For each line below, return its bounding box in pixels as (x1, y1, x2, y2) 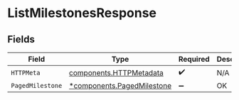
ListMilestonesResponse (7, 5, 157, 21)
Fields (7, 33, 36, 45)
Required (178, 55, 210, 64)
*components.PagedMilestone (68, 81, 172, 90)
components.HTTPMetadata (68, 67, 164, 77)
